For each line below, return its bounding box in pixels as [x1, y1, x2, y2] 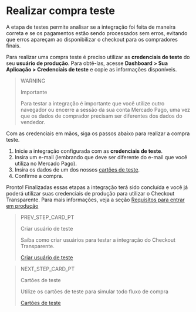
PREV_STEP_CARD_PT [20, 214, 75, 221]
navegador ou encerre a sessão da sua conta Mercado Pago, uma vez [20, 106, 191, 113]
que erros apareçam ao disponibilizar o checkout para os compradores [6, 36, 178, 43]
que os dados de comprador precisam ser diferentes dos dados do [20, 112, 183, 119]
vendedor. [20, 118, 45, 125]
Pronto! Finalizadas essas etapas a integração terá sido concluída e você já [6, 183, 188, 191]
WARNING [20, 77, 46, 84]
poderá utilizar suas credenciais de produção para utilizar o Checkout [6, 190, 175, 197]
